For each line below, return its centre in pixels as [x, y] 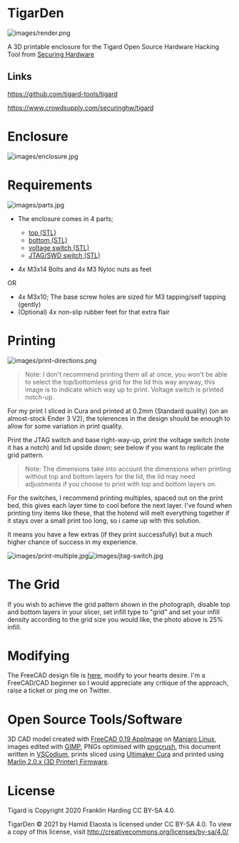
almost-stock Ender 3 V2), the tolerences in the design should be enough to [119, 418]
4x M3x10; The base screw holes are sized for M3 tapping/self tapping [122, 297]
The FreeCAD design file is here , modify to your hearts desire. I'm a [106, 675]
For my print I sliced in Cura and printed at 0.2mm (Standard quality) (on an [118, 411]
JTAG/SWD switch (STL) [64, 255]
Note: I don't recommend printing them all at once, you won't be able [126, 374]
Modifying [39, 656]
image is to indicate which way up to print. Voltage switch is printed [124, 389]
